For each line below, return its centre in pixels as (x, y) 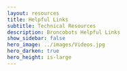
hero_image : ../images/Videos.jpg (56, 45)
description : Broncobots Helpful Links (64, 32)
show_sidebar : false (37, 39)
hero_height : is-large (39, 57)
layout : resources (33, 13)
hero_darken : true (33, 51)
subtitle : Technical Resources (52, 26)
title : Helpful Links (38, 20)
